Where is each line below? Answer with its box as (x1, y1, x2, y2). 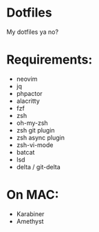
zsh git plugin (16, 126, 56, 134)
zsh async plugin (16, 133, 65, 142)
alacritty (16, 97, 41, 105)
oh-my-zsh (16, 119, 49, 127)
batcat (16, 148, 35, 156)
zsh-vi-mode (16, 140, 54, 149)
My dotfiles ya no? (6, 28, 59, 36)
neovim (16, 75, 38, 83)
